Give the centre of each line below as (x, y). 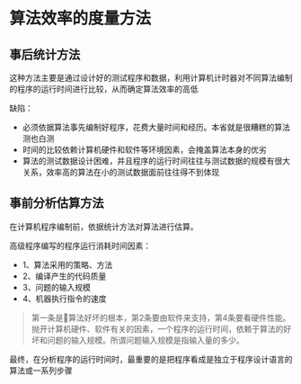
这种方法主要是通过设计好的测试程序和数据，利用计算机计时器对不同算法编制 (151, 78)
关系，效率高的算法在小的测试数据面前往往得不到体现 (121, 172)
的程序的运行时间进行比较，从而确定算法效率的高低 (104, 89)
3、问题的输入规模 (57, 287)
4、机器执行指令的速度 (64, 299)
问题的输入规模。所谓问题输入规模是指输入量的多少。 (146, 340)
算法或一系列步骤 (41, 371)
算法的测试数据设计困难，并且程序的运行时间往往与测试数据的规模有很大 (156, 161)
